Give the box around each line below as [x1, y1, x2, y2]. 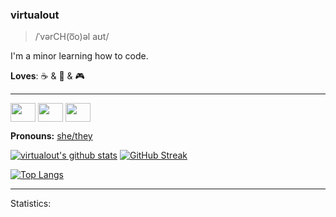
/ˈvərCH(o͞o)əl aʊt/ [34, 31, 110, 43]
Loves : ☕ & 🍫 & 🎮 [10, 70, 85, 82]
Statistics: [10, 198, 52, 210]
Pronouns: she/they [10, 130, 93, 142]
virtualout [10, 8, 60, 22]
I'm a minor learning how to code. [10, 50, 149, 62]
